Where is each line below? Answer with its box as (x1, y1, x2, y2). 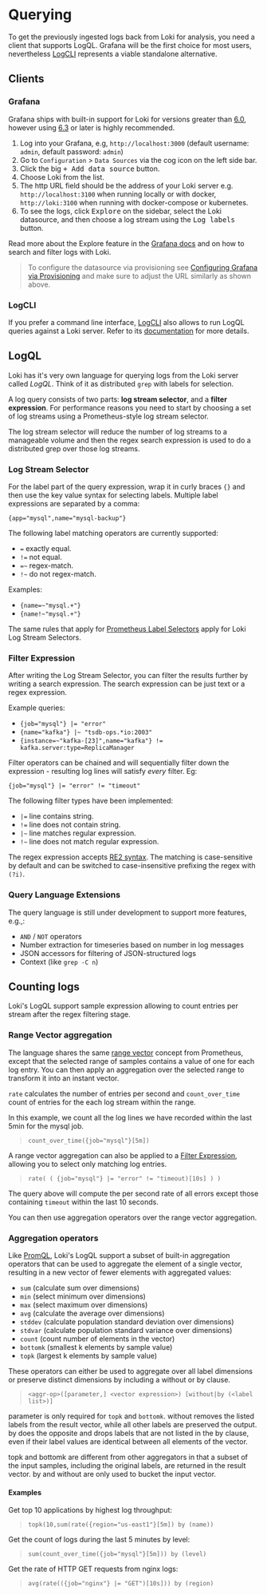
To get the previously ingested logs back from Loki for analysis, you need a (8, 32, 255, 42)
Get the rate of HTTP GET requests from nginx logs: (8, 1564, 179, 1574)
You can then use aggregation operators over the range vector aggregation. (8, 1212, 257, 1222)
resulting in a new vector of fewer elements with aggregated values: (8, 1268, 232, 1277)
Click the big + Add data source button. (19, 164, 160, 173)
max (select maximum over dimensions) (19, 1300, 148, 1310)
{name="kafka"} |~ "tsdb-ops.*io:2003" (19, 728, 153, 736)
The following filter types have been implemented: (8, 796, 174, 806)
